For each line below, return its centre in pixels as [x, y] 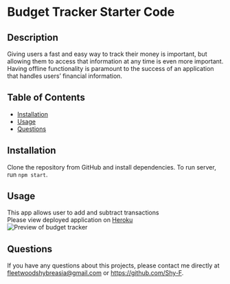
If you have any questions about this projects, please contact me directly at [113, 265]
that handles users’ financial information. [65, 76]
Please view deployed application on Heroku [70, 220]
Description [33, 38]
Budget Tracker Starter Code [91, 12]
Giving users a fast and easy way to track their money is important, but [107, 54]
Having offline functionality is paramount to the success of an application [111, 69]
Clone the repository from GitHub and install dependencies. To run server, [112, 167]
